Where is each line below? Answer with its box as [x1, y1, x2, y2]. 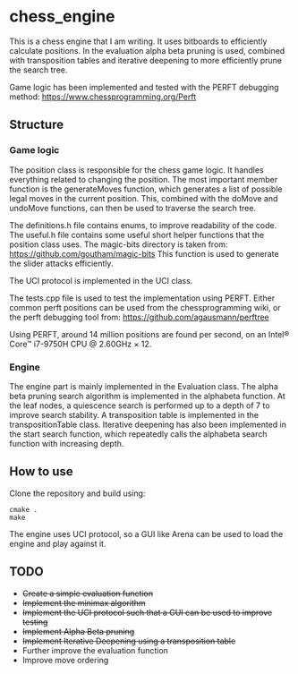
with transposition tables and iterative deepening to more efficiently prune [9, 55, 282, 65]
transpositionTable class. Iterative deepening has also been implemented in [9, 419, 286, 430]
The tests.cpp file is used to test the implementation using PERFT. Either [9, 293, 276, 303]
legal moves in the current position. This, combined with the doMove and [9, 192, 278, 203]
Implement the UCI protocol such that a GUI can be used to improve [21, 607, 273, 618]
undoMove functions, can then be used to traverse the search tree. [9, 202, 257, 213]
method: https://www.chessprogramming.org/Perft [9, 91, 197, 102]
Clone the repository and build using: [9, 488, 146, 499]
